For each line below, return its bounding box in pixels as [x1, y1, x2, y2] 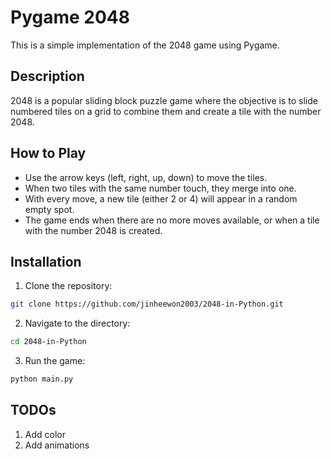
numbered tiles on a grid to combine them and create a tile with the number [10, 105, 322, 117]
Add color [24, 428, 66, 440]
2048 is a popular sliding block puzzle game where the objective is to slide [10, 94, 318, 106]
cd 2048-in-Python [10, 337, 87, 347]
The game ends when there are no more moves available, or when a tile [24, 214, 320, 226]
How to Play [10, 145, 87, 162]
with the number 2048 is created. [24, 224, 163, 236]
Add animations [24, 439, 90, 451]
